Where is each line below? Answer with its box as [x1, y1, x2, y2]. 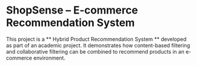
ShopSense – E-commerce [6, 4, 138, 17]
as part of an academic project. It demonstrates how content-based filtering [6, 42, 190, 49]
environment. [33, 54, 66, 61]
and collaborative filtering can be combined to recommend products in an [6, 48, 185, 55]
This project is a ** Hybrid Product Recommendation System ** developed [6, 35, 187, 42]
